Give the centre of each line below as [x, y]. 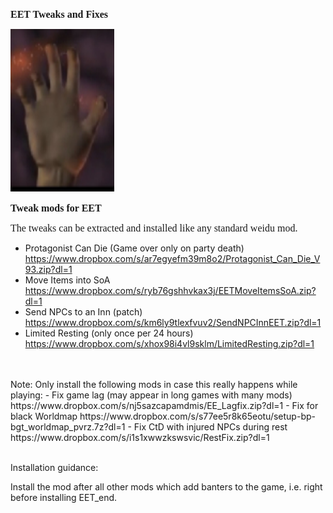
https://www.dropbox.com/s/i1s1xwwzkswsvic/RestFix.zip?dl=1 [140, 437]
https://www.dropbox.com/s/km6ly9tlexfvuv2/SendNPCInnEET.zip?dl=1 [173, 322]
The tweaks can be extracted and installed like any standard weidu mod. [154, 228]
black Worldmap [44, 416]
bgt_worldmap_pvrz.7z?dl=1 [68, 427]
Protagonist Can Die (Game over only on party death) [134, 248]
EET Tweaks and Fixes [59, 14]
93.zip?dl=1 [48, 269]
